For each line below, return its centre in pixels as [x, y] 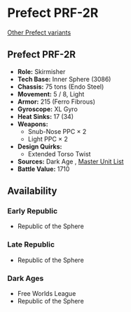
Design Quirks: [40, 146]
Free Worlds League [47, 294]
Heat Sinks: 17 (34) [46, 116]
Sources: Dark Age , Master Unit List [70, 161]
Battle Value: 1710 [43, 169]
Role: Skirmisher [41, 71]
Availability [32, 191]
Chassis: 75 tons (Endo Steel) [61, 87]
